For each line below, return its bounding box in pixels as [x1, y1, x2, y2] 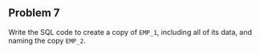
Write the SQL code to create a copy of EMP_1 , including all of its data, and [8, 27, 253, 36]
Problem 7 [8, 6, 60, 20]
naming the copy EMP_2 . [8, 36, 86, 45]
